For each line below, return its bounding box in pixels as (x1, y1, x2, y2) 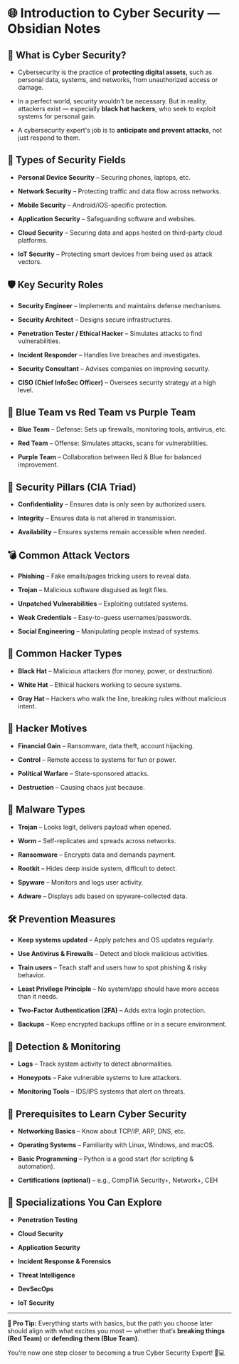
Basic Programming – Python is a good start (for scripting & (17, 1154, 194, 1163)
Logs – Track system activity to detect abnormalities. (17, 1059, 173, 1068)
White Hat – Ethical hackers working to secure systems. (17, 680, 182, 689)
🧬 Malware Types (7, 804, 85, 816)
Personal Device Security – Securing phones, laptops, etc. (17, 173, 191, 181)
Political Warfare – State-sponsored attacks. (17, 769, 149, 778)
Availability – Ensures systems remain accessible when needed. (17, 528, 207, 536)
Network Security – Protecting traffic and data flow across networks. (17, 187, 222, 195)
